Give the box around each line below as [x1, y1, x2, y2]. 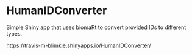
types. [6, 30, 23, 37]
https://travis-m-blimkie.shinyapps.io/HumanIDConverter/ [6, 42, 151, 49]
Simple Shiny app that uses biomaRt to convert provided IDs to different [6, 24, 187, 31]
